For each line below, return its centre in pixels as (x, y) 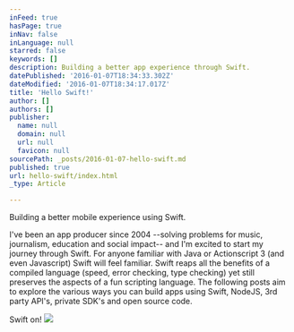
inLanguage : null (42, 43)
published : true (39, 167)
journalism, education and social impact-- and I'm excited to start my (137, 244)
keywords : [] (34, 59)
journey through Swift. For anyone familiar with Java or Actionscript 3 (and (147, 254)
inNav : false (34, 34)
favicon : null (43, 150)
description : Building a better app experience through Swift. (130, 68)
